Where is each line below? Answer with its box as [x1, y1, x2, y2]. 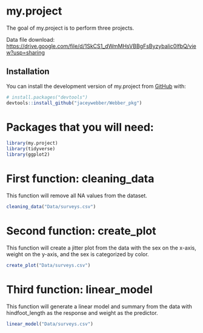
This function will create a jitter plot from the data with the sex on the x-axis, [6, 244, 197, 251]
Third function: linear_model [6, 283, 153, 296]
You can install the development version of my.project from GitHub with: [6, 82, 186, 90]
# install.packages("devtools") [6, 94, 88, 101]
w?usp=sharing [6, 48, 45, 56]
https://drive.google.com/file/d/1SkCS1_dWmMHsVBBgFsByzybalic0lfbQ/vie [6, 42, 197, 50]
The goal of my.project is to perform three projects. [6, 24, 135, 31]
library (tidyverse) [6, 146, 56, 152]
